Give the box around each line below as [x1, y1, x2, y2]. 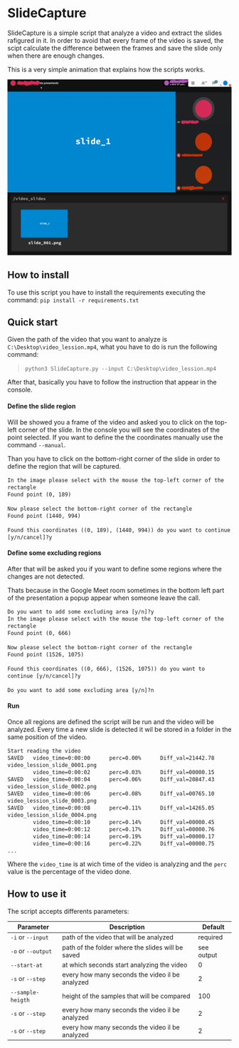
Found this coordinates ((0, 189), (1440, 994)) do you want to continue [7, 526, 231, 534]
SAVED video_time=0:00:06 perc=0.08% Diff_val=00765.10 [7, 790, 215, 797]
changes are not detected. [7, 572, 85, 581]
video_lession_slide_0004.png [7, 811, 97, 818]
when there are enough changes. [7, 51, 105, 60]
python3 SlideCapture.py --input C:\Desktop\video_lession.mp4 [24, 365, 217, 372]
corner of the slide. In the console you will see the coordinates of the [18, 425, 221, 434]
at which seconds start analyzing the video [62, 960, 188, 969]
